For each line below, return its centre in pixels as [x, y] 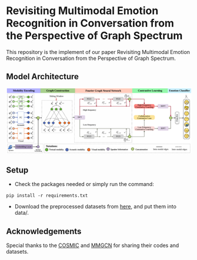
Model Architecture [43, 77]
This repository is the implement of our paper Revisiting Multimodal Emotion [98, 52]
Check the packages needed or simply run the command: [84, 184]
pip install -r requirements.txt [47, 196]
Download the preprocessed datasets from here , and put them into [95, 207]
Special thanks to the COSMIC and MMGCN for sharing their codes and [93, 245]
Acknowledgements [44, 231]
